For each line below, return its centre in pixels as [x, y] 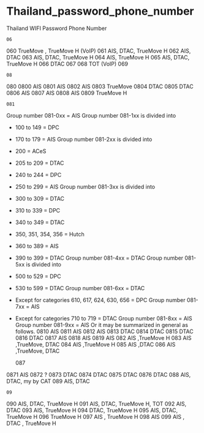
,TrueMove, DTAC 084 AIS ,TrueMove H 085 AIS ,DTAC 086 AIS [95, 344]
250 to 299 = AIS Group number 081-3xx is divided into [85, 186]
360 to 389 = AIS [37, 246]
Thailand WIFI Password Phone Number [57, 28]
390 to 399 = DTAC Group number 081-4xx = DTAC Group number [99, 258]
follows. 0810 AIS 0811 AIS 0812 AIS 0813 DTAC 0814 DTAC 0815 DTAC [104, 331]
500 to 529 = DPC [38, 276]
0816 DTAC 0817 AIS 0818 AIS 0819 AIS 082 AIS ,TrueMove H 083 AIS [103, 337]
